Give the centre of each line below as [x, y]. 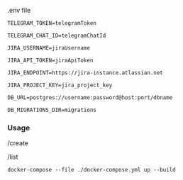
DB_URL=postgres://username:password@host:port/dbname [90, 98]
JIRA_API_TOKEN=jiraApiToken [50, 60]
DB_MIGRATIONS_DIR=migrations [52, 110]
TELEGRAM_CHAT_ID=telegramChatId [57, 35]
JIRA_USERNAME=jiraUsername [49, 48]
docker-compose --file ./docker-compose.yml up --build [91, 170]
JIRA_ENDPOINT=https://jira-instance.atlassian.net [85, 73]
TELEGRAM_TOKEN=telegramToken [52, 23]
